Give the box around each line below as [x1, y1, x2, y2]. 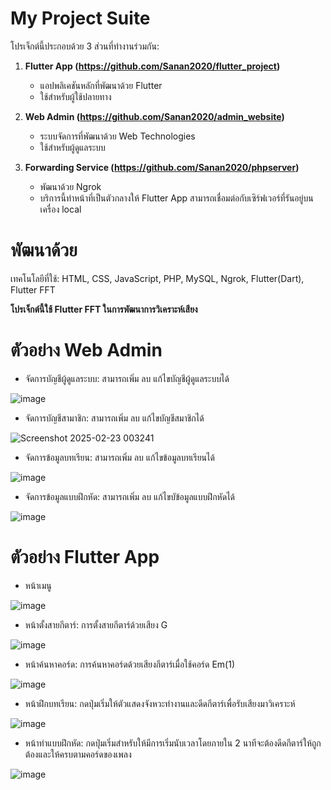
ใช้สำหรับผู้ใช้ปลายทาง [39, 90, 112, 102]
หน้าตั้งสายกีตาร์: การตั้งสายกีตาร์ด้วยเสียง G [24, 618, 168, 631]
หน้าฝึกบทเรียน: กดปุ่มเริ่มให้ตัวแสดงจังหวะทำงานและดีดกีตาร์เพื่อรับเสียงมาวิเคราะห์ [24, 697, 296, 709]
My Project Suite [10, 7, 151, 30]
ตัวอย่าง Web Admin [10, 339, 163, 362]
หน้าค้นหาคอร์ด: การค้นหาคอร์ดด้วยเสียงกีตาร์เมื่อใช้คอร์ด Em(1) [24, 658, 236, 670]
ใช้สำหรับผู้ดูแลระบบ [39, 141, 106, 153]
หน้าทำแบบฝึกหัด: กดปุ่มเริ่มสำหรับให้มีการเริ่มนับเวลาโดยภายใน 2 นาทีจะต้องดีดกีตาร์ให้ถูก [24, 737, 322, 749]
